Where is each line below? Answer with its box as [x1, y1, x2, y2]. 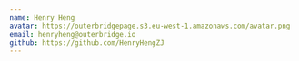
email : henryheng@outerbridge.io [9, 30, 136, 39]
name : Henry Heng [9, 13, 75, 22]
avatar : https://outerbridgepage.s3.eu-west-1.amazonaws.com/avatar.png [9, 22, 291, 30]
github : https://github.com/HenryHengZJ [9, 38, 165, 48]
